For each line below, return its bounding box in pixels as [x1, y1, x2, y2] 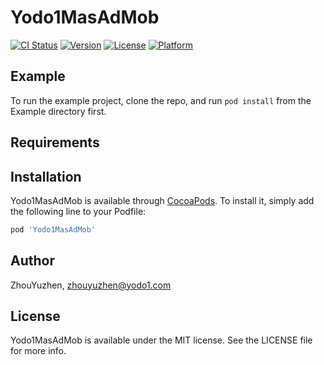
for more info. [10, 345, 67, 357]
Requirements [10, 134, 100, 151]
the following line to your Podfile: [10, 205, 147, 217]
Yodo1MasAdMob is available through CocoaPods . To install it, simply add [10, 194, 315, 206]
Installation [10, 168, 82, 185]
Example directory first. [10, 105, 107, 117]
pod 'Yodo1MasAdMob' [10, 224, 97, 235]
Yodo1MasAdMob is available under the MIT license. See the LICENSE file [10, 334, 313, 346]
